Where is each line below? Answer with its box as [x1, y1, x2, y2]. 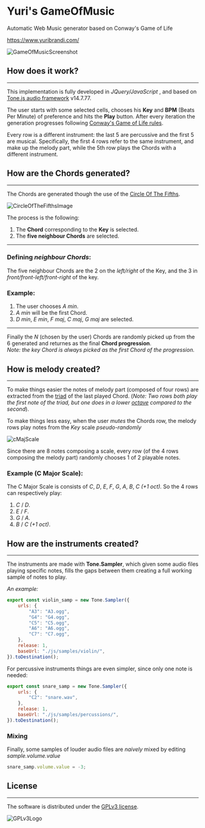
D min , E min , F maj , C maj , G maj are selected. [15, 316, 134, 323]
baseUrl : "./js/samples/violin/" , [18, 648, 105, 654]
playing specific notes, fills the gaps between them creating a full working [7, 567, 192, 574]
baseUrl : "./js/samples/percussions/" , [18, 712, 119, 718]
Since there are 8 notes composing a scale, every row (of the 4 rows [7, 447, 179, 455]
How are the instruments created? [7, 538, 139, 549]
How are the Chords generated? [7, 168, 130, 178]
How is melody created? [7, 364, 101, 374]
